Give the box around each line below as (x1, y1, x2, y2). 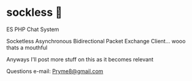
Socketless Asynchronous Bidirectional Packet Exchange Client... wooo (6, 37, 186, 44)
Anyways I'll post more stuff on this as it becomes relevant (6, 55, 154, 63)
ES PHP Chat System (6, 26, 59, 33)
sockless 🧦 (6, 5, 63, 19)
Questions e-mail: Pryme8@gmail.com (6, 67, 104, 75)
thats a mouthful (6, 44, 48, 51)
